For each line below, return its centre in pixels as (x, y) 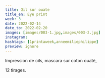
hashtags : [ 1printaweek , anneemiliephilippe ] (52, 42)
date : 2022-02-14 (23, 23)
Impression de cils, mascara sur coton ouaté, (51, 60)
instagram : (16, 38)
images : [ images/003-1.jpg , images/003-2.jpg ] (53, 33)
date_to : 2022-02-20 (26, 28)
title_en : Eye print (26, 14)
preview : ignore (22, 46)
